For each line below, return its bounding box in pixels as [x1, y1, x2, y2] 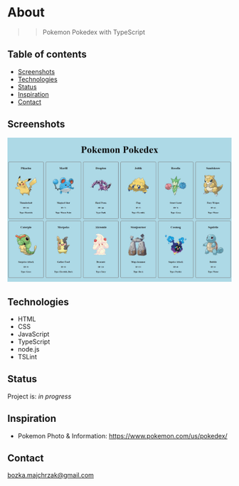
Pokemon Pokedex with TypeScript [42, 28, 146, 36]
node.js [17, 345, 41, 354]
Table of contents [7, 48, 87, 60]
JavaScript [17, 330, 50, 339]
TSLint [17, 353, 37, 361]
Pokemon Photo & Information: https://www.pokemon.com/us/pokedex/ [17, 431, 228, 440]
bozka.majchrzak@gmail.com [7, 471, 95, 480]
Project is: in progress [7, 392, 72, 401]
